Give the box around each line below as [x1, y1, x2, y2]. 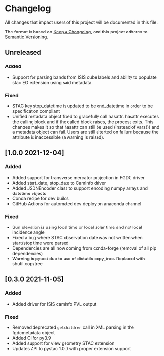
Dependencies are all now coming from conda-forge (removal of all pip [12, 245, 157, 251]
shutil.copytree [12, 260, 43, 266]
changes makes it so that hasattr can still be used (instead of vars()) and [12, 124, 160, 129]
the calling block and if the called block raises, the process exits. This [12, 119, 154, 125]
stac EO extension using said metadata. [12, 79, 93, 85]
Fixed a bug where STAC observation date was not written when [12, 234, 143, 240]
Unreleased [5, 48, 42, 57]
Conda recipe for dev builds [12, 195, 69, 201]
